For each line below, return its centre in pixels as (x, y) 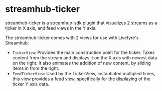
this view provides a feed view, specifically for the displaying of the (81, 79)
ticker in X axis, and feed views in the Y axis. (51, 28)
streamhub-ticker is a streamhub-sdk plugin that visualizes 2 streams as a (81, 23)
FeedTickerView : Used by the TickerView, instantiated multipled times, (84, 73)
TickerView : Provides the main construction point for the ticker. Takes (83, 52)
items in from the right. (36, 68)
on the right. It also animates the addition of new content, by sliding (81, 63)
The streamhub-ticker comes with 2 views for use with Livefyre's (72, 38)
